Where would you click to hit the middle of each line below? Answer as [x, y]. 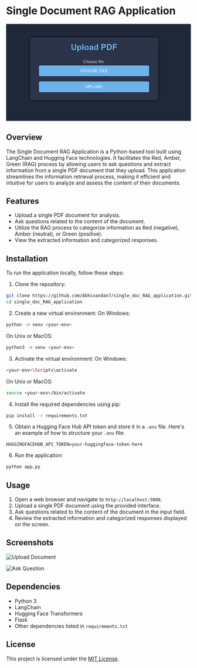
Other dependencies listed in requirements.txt [71, 626]
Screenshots [30, 543]
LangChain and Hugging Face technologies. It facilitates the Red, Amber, [94, 157]
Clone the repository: [40, 284]
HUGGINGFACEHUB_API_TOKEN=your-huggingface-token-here [74, 445]
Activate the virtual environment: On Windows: [71, 358]
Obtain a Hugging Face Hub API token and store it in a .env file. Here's [99, 427]
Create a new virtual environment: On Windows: [72, 313]
